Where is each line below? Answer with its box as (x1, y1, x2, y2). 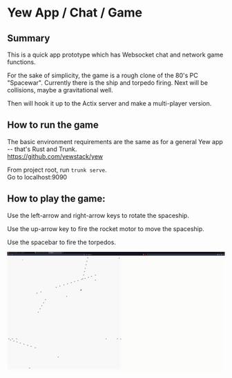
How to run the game (7, 119, 99, 131)
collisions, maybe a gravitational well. (7, 86, 113, 94)
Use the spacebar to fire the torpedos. (7, 238, 116, 246)
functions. (7, 58, 36, 66)
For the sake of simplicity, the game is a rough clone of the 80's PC (7, 71, 198, 79)
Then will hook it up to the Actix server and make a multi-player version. (7, 99, 212, 108)
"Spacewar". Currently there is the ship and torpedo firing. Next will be (7, 79, 209, 87)
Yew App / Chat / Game (7, 5, 143, 21)
